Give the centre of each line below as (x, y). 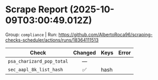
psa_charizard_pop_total (38, 61)
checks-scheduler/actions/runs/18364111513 (52, 40)
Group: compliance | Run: (31, 34)
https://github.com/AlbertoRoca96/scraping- (106, 34)
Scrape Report (37, 9)
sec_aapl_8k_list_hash (35, 69)
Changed (85, 52)
